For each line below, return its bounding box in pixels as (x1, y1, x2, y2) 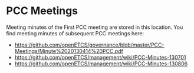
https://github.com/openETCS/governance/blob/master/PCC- (14, 41, 165, 48)
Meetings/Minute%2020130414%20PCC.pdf (14, 47, 124, 54)
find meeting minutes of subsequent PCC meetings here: (6, 29, 144, 36)
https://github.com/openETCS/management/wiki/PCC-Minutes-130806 (14, 60, 188, 67)
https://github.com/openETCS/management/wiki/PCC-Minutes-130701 (14, 54, 186, 61)
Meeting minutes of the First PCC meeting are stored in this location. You (6, 24, 183, 31)
